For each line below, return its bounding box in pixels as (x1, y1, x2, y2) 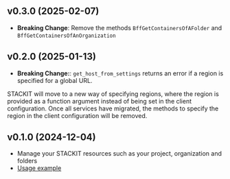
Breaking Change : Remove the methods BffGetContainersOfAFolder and (16, 23, 222, 32)
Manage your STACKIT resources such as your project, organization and (16, 150, 222, 158)
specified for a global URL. (16, 76, 93, 84)
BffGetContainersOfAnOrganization (16, 32, 116, 39)
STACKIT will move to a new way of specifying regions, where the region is (7, 89, 220, 98)
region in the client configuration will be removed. (7, 111, 148, 119)
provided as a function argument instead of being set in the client (7, 97, 192, 105)
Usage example (16, 164, 62, 172)
